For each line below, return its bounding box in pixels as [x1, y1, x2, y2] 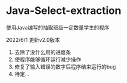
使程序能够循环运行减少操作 [14, 56, 82, 63]
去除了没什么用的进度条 [14, 48, 71, 56]
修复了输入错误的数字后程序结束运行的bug [14, 63, 117, 70]
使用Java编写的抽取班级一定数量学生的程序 [6, 24, 110, 31]
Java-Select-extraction [6, 4, 121, 17]
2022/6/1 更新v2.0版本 [6, 36, 60, 43]
